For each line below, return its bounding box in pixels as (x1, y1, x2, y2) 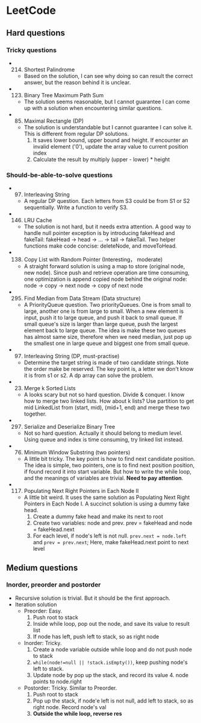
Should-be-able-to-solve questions (6, 170, 113, 179)
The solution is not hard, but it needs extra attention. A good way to (23, 223, 191, 230)
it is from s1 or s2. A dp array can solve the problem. (23, 372, 153, 379)
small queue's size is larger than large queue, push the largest (23, 321, 178, 328)
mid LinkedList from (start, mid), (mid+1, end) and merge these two (23, 404, 190, 411)
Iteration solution (14, 600, 57, 608)
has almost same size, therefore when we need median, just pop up (23, 333, 192, 341)
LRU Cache (23, 217, 52, 224)
